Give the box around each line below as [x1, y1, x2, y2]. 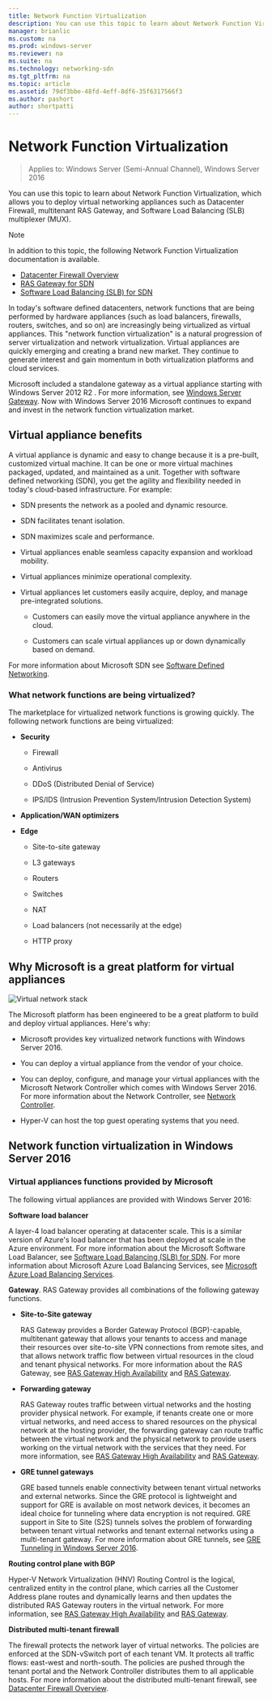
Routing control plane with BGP [8, 1558, 116, 1568]
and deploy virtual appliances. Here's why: [8, 1018, 151, 1028]
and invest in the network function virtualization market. [8, 405, 194, 415]
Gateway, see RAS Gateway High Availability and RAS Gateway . [19, 1368, 232, 1377]
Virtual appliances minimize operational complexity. [19, 571, 193, 581]
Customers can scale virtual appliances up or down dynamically [32, 636, 246, 646]
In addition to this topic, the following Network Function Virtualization [8, 246, 239, 256]
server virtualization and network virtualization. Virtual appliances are [8, 337, 240, 347]
